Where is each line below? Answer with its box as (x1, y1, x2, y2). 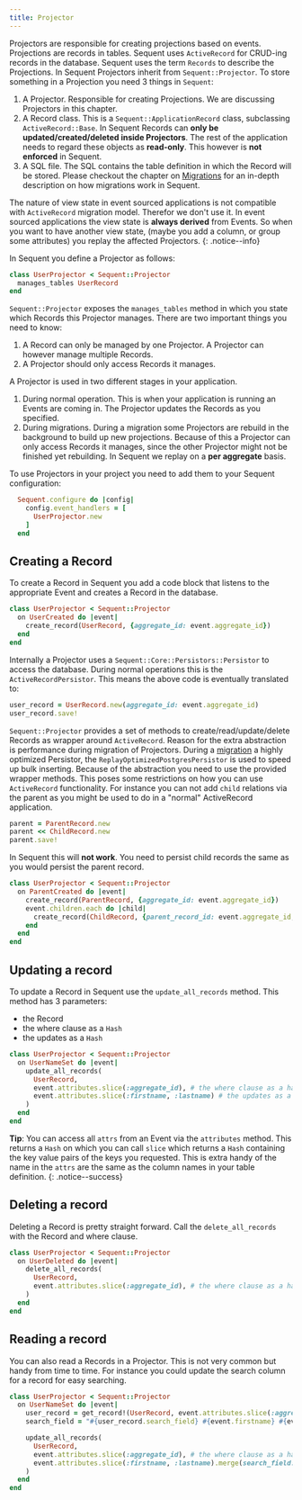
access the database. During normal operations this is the (9, 663, 223, 675)
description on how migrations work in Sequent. (22, 179, 200, 190)
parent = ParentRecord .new (9, 819, 111, 828)
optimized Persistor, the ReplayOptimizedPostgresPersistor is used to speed (9, 753, 292, 765)
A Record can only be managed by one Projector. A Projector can (22, 339, 264, 351)
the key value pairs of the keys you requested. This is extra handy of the (9, 1152, 277, 1163)
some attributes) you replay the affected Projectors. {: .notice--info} (9, 235, 261, 246)
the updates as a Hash (22, 1032, 103, 1043)
